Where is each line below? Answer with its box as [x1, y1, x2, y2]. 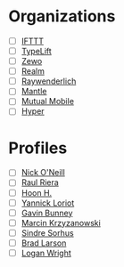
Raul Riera [21, 177, 59, 188]
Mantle [21, 86, 47, 97]
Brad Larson [21, 238, 67, 248]
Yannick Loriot [21, 198, 75, 208]
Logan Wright [21, 247, 72, 258]
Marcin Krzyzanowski [21, 217, 102, 228]
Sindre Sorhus [21, 227, 74, 238]
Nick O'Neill [21, 167, 66, 178]
